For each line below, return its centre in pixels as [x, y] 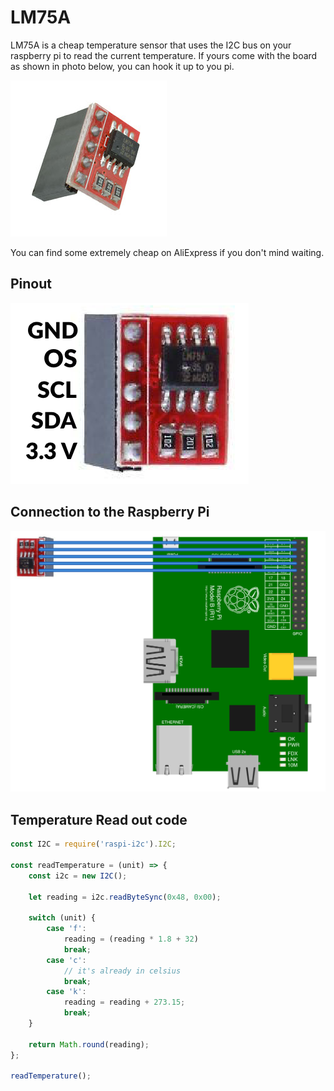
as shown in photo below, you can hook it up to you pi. [122, 66]
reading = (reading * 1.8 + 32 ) [131, 939]
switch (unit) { [62, 918]
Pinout [31, 284]
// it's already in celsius [122, 971]
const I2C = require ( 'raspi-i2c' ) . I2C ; [93, 844]
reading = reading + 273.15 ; [124, 1002]
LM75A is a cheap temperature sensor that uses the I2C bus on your [151, 45]
